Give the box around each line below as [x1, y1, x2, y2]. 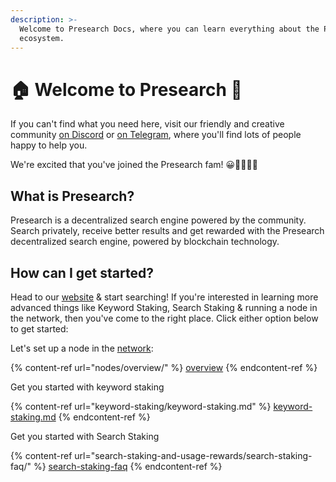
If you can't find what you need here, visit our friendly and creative [10, 118, 285, 130]
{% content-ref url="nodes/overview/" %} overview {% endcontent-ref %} [10, 361, 318, 373]
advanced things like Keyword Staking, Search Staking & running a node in [10, 301, 318, 313]
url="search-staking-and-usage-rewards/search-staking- [74, 449, 313, 461]
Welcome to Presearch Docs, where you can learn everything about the [19, 24, 320, 34]
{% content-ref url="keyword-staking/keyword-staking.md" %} [10, 400, 272, 412]
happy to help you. [10, 139, 88, 151]
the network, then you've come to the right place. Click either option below [10, 312, 319, 324]
